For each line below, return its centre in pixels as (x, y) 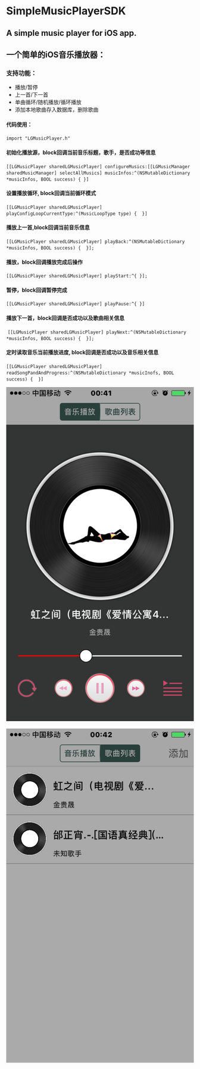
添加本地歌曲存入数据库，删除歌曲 (57, 110)
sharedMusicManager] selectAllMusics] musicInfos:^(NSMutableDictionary (98, 173)
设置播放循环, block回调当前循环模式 (51, 193)
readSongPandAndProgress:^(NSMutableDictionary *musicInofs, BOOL (90, 373)
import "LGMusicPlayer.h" (38, 138)
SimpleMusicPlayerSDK (66, 11)
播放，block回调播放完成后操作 (45, 262)
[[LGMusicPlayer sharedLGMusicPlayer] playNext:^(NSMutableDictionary (97, 332)
